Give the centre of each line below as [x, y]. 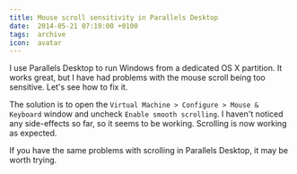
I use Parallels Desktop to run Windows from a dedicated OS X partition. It [146, 68]
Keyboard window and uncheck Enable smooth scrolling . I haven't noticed [147, 114]
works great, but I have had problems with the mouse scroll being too [138, 78]
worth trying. [33, 160]
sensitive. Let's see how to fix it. [69, 87]
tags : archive [38, 34]
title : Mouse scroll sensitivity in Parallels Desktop [114, 17]
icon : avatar [36, 43]
